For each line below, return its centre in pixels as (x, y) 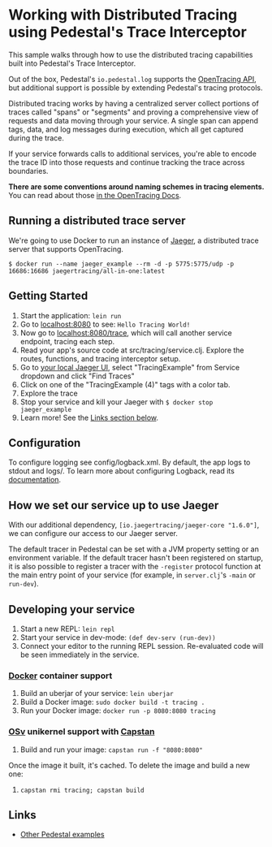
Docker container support (60, 676)
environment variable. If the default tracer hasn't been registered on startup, (136, 558)
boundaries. (28, 171)
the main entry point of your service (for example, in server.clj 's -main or (132, 575)
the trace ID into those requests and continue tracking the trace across (127, 162)
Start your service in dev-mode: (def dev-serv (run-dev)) (118, 637)
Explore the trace (49, 393)
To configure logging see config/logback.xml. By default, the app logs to (130, 462)
